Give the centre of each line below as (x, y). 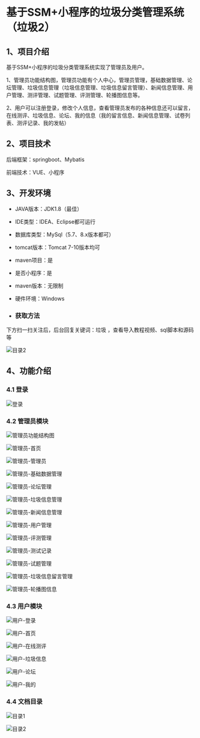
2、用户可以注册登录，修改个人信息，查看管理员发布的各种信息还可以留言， (100, 108)
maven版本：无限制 (39, 285)
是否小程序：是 (33, 273)
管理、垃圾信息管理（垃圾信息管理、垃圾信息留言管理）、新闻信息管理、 (99, 87)
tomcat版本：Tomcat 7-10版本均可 (57, 247)
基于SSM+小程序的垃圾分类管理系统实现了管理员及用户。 (77, 67)
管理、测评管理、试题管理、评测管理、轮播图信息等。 (77, 95)
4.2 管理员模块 (27, 421)
